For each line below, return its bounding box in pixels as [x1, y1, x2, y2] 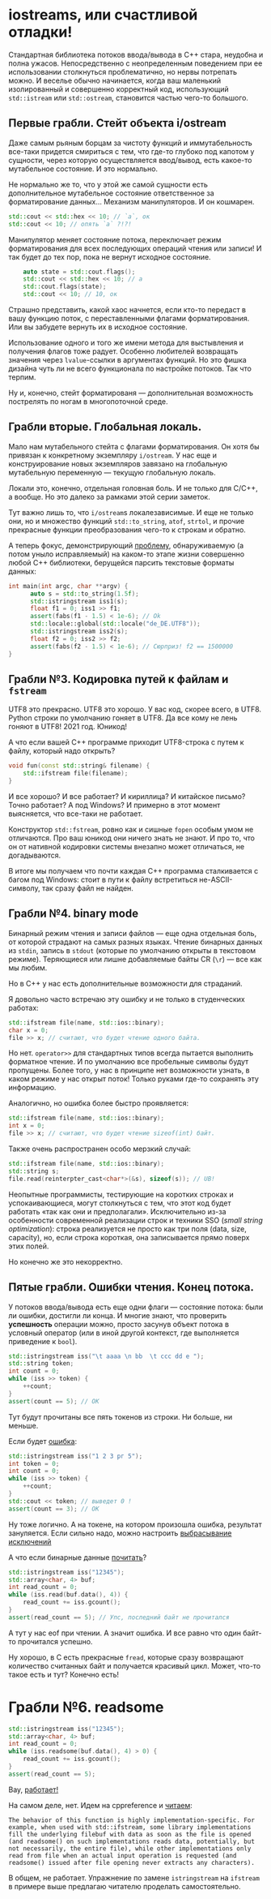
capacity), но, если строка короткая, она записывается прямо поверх [8, 1232, 250, 1242]
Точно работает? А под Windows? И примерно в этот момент [8, 801, 221, 810]
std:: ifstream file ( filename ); [23, 769, 129, 778]
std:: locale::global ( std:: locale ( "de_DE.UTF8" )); [29, 620, 201, 628]
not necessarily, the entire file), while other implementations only [8, 1844, 252, 1853]
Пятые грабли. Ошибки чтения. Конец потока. [8, 1280, 255, 1295]
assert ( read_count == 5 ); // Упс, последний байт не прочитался [8, 1613, 230, 1622]
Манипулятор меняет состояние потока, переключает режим [8, 234, 222, 244]
